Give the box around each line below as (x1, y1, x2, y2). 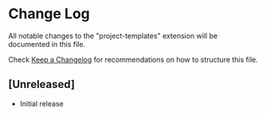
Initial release (19, 98, 64, 108)
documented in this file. (8, 39, 86, 48)
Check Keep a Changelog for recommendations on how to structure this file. (8, 55, 259, 64)
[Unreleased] (8, 78, 76, 91)
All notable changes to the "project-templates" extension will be (8, 31, 218, 40)
